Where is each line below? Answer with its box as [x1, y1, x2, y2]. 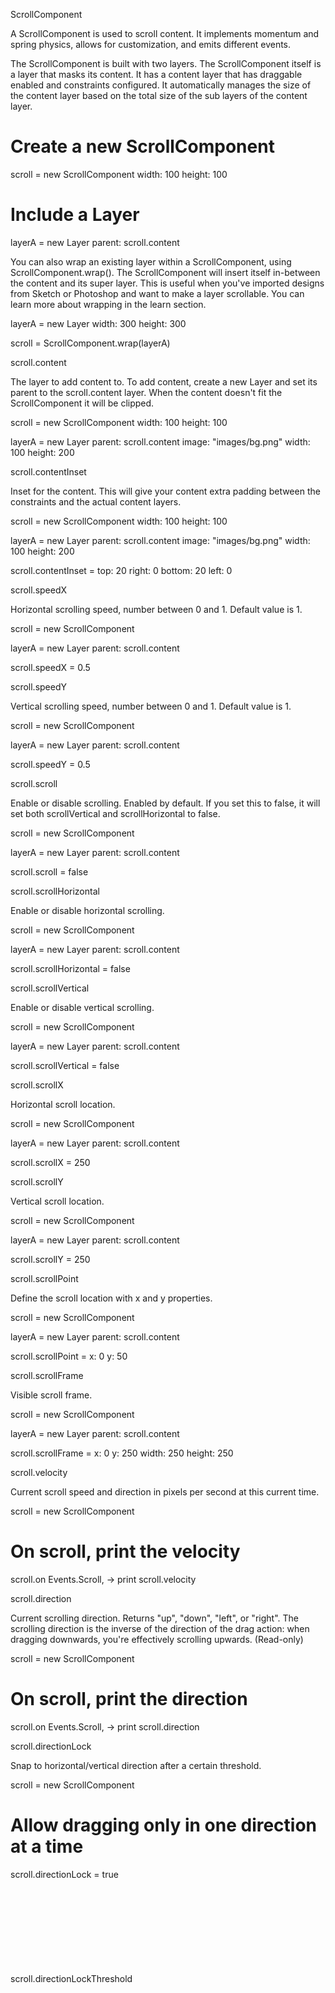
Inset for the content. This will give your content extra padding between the [10, 485, 321, 497]
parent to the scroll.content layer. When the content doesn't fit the [10, 386, 283, 398]
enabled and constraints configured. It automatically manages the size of [10, 79, 312, 91]
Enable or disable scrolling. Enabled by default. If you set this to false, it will [10, 797, 321, 809]
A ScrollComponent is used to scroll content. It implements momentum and [10, 28, 320, 39]
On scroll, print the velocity [10, 1540, 241, 1563]
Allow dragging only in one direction [10, 1814, 318, 1836]
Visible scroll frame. [10, 1389, 93, 1401]
